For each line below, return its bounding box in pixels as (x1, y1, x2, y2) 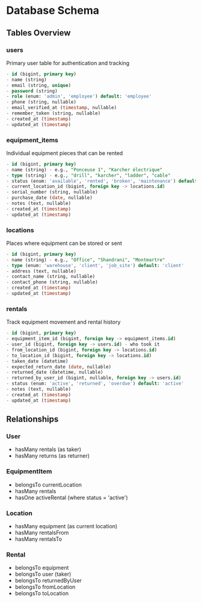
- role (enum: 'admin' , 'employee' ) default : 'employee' (6, 93, 152, 99)
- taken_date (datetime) (6, 358, 69, 364)
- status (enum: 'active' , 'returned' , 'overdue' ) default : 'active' (6, 380, 185, 387)
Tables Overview (6, 28, 71, 38)
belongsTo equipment (14, 564, 69, 572)
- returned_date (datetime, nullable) (6, 369, 103, 376)
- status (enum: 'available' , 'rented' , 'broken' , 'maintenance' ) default (6, 178, 198, 184)
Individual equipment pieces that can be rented (6, 149, 123, 157)
